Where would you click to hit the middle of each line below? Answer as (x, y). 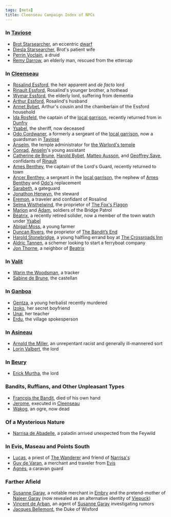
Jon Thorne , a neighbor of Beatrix (48, 248)
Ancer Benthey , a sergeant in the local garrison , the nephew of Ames (85, 177)
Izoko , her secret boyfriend (41, 308)
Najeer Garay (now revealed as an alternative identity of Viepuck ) (82, 499)
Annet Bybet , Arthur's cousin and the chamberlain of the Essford (81, 107)
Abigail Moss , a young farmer (44, 227)
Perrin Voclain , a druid (36, 55)
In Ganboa (18, 291)
